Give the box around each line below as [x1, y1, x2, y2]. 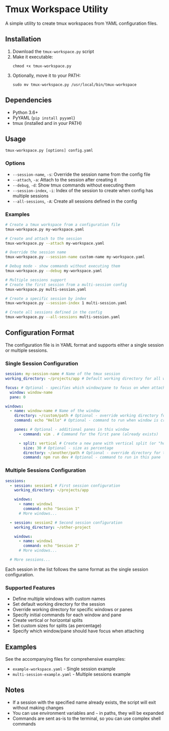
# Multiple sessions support [5, 277, 66, 283]
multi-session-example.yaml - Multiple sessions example [12, 671, 131, 677]
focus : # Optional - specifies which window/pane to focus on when [5, 385, 150, 390]
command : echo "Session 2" [23, 543, 80, 549]
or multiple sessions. [5, 347, 48, 353]
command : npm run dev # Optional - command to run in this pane [23, 455, 161, 460]
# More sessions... [10, 557, 51, 562]
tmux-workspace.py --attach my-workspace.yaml [5, 241, 105, 246]
